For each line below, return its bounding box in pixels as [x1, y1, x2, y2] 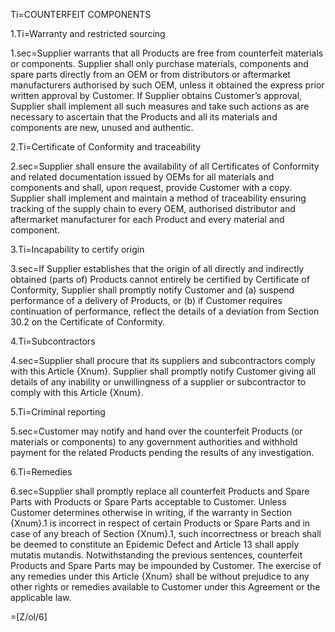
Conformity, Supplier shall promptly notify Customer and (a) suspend [10, 284, 295, 296]
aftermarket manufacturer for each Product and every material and [10, 214, 285, 225]
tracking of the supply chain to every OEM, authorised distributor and [10, 203, 296, 214]
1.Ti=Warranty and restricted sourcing [10, 28, 166, 39]
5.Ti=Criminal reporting [10, 406, 106, 418]
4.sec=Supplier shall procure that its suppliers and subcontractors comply [10, 355, 316, 366]
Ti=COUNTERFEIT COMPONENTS [10, 9, 152, 20]
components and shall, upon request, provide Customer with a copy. [10, 182, 293, 193]
